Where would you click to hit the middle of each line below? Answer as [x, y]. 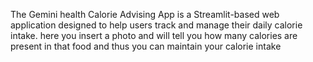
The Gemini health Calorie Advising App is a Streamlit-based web [145, 14]
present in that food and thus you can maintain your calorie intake [146, 46]
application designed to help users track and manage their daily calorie [156, 25]
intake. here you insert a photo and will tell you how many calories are [154, 35]
